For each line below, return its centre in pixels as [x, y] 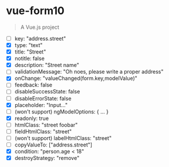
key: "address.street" [40, 38]
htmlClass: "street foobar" [46, 125]
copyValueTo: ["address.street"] [53, 145]
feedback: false [33, 85]
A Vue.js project [40, 27]
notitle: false [30, 59]
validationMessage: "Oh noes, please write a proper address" [89, 72]
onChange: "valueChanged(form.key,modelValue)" [76, 78]
